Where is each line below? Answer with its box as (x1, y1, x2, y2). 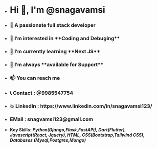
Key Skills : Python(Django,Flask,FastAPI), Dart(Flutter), (9, 127, 126, 132)
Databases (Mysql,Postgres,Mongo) (9, 137, 86, 143)
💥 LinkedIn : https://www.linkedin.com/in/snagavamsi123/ (9, 103, 153, 109)
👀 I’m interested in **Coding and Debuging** (9, 35, 120, 42)
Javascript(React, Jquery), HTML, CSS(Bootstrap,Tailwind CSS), (9, 132, 145, 138)
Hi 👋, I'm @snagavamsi (9, 4, 105, 16)
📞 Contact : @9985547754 (9, 89, 73, 96)
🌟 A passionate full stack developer (9, 22, 96, 29)
